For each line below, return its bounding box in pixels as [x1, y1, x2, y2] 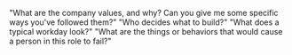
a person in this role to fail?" [9, 35, 112, 46]
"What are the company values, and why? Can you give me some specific [9, 8, 279, 18]
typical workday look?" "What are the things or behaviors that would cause [9, 27, 283, 36]
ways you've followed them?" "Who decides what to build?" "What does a [9, 17, 280, 27]
